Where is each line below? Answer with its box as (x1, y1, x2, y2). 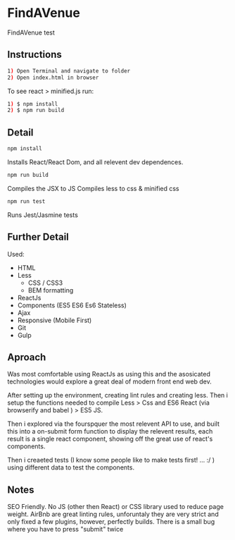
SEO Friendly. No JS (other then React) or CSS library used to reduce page (7, 503, 224, 511)
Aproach (7, 351, 46, 363)
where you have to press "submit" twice (7, 525, 124, 534)
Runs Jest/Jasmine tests (7, 210, 79, 219)
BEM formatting (27, 286, 74, 294)
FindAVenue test (7, 28, 55, 37)
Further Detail (7, 231, 69, 243)
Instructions (7, 49, 62, 61)
